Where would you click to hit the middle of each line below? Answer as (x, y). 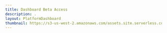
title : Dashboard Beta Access (37, 9)
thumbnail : (16, 23)
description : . (21, 14)
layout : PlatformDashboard (33, 18)
